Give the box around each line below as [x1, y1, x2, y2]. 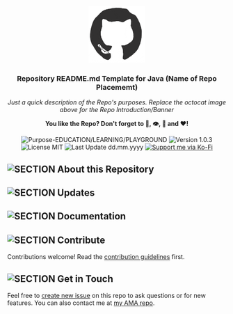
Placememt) [96, 82, 138, 92]
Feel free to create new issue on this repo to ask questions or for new [7, 292, 207, 300]
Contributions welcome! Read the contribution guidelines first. [7, 253, 185, 261]
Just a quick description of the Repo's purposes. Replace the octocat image [8, 98, 226, 107]
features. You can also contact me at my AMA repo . [7, 299, 155, 307]
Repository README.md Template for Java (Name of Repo [17, 73, 217, 83]
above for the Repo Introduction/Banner [59, 106, 175, 114]
